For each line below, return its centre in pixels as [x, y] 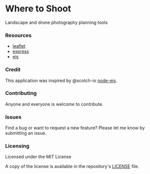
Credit [13, 70]
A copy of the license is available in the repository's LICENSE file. [72, 167]
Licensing [17, 146]
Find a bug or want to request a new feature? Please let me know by [75, 128]
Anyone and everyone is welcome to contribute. [54, 104]
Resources [18, 35]
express [20, 51]
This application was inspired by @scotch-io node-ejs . [61, 81]
